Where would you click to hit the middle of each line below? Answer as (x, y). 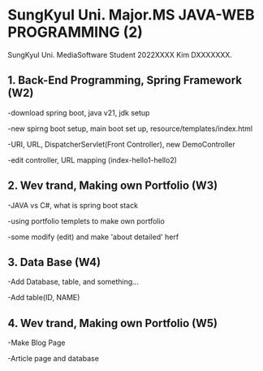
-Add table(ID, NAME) (44, 298)
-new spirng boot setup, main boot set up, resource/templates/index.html (130, 129)
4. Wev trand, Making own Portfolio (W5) (113, 323)
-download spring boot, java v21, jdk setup (79, 112)
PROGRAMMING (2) (75, 32)
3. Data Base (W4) (54, 262)
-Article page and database (53, 359)
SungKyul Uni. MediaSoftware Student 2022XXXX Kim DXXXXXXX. (120, 55)
